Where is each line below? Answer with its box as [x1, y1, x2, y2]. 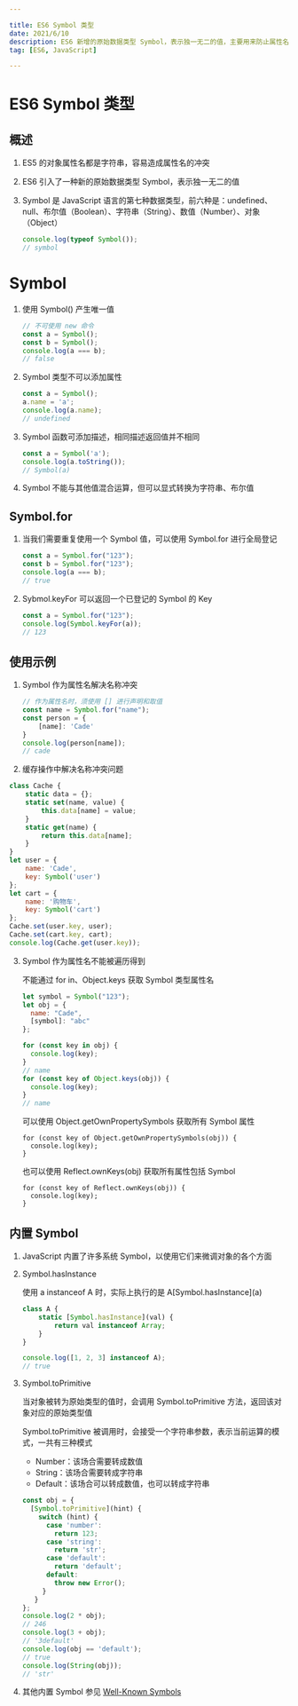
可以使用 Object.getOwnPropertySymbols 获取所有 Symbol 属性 [21, 1116, 255, 1127]
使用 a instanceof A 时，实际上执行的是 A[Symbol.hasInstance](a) [21, 1287, 263, 1297]
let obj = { [21, 1000, 67, 1009]
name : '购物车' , [25, 897, 82, 906]
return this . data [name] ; [41, 831, 133, 840]
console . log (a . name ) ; [21, 406, 103, 415]
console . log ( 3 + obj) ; [21, 1628, 106, 1638]
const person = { [21, 714, 87, 723]
